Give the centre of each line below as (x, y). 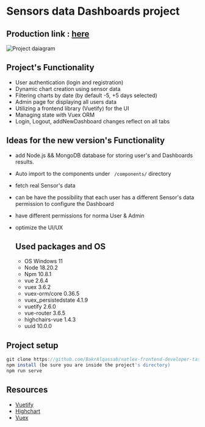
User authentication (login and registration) (69, 82)
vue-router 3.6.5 (45, 313)
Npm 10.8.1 (38, 274)
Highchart (28, 411)
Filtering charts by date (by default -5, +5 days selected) (86, 95)
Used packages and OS (60, 246)
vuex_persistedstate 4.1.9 (56, 300)
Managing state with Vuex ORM (55, 115)
